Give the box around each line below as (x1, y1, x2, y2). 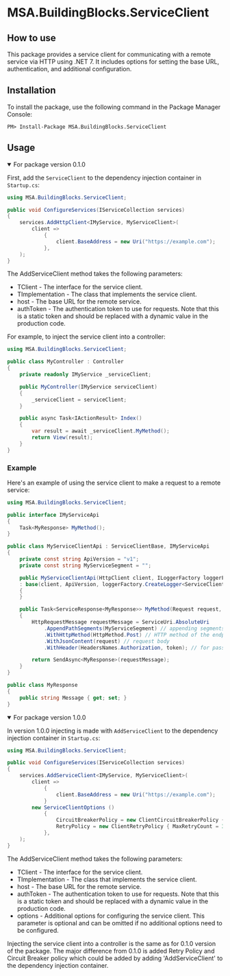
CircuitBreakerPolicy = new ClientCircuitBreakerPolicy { (55, 817, 225, 824)
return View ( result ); (31, 434, 94, 441)
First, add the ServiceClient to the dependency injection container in (7, 173, 202, 182)
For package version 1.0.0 (13, 713, 86, 721)
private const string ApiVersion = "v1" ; (19, 556, 139, 563)
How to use (7, 32, 56, 44)
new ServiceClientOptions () (31, 804, 115, 811)
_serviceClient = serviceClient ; (31, 396, 127, 403)
